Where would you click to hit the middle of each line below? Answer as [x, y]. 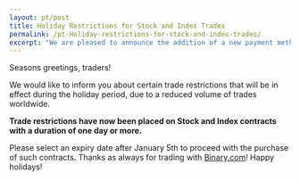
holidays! [26, 167]
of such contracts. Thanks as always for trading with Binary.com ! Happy [142, 158]
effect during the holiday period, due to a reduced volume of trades [133, 95]
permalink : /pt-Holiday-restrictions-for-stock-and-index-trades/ [135, 34]
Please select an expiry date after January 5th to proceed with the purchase [149, 148]
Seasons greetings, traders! [60, 68]
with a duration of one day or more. [76, 131]
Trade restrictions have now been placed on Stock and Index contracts [143, 121]
